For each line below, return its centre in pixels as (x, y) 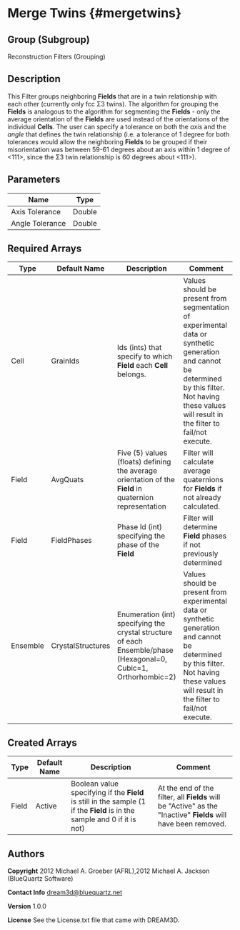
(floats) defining (144, 462)
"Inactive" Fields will (192, 815)
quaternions (203, 480)
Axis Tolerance (36, 211)
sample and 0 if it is (104, 819)
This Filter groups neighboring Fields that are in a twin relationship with (112, 96)
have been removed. (192, 824)
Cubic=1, (132, 668)
